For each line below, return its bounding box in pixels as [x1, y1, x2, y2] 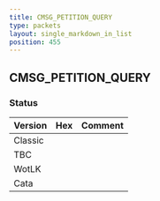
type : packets [9, 21, 62, 30]
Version [13, 119, 48, 131]
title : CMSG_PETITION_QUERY [9, 12, 113, 22]
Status [9, 96, 38, 108]
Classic [13, 134, 44, 146]
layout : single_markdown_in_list [9, 29, 133, 38]
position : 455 [9, 37, 62, 47]
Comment [80, 119, 124, 131]
